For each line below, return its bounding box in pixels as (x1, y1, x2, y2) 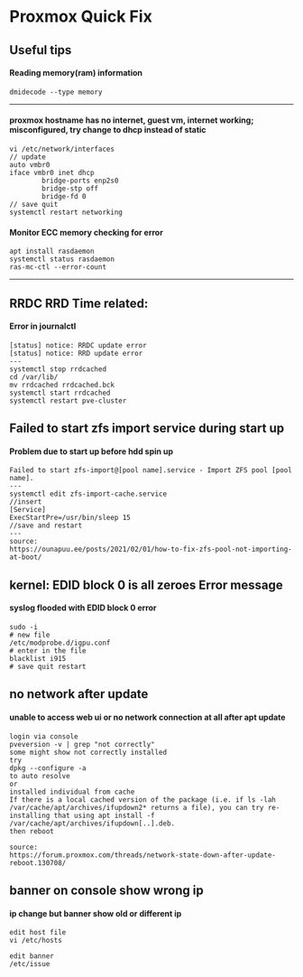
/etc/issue (9, 960, 50, 969)
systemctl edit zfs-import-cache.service (9, 489, 168, 498)
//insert (9, 498, 42, 507)
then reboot (9, 826, 54, 836)
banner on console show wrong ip (9, 882, 205, 898)
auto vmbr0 (9, 160, 50, 169)
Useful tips (9, 42, 72, 58)
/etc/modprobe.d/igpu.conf (9, 638, 111, 647)
